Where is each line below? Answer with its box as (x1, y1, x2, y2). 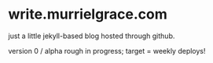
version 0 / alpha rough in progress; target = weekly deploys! (8, 46, 206, 55)
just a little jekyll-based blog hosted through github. (8, 31, 175, 40)
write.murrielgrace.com (8, 5, 167, 23)
